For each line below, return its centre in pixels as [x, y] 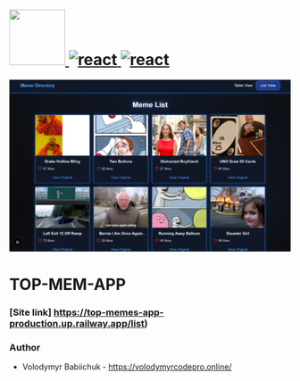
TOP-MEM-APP [68, 284]
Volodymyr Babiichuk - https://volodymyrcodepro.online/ [127, 367]
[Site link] [30, 312]
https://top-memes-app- [108, 312]
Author [25, 347]
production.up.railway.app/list [77, 323]
